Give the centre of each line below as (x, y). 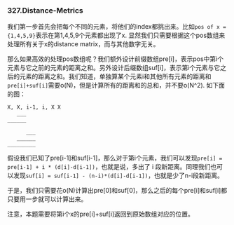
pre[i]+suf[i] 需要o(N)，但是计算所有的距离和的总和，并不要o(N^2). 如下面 (116, 86)
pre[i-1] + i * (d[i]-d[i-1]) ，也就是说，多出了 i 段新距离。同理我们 (109, 167)
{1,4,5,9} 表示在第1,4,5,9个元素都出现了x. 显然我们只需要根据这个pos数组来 (116, 35)
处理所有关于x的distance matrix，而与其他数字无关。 (83, 44)
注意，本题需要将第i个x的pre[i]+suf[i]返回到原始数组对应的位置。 (101, 214)
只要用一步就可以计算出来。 (47, 199)
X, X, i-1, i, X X (34, 107)
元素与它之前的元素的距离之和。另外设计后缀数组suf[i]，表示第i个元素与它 (114, 68)
